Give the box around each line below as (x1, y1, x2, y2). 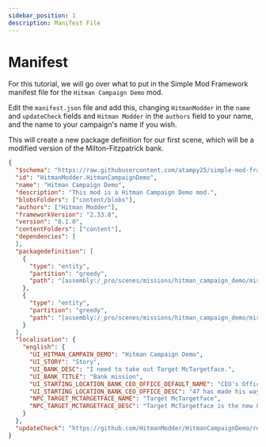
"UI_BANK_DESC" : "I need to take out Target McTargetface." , (28, 365, 236, 373)
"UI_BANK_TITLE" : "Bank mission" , (28, 372, 144, 380)
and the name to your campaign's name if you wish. (8, 120, 177, 129)
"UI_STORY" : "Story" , (28, 358, 101, 366)
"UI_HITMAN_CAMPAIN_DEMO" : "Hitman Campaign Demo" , (28, 350, 203, 359)
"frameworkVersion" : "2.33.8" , (15, 211, 119, 219)
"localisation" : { (15, 336, 77, 344)
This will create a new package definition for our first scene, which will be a (8, 136, 255, 145)
